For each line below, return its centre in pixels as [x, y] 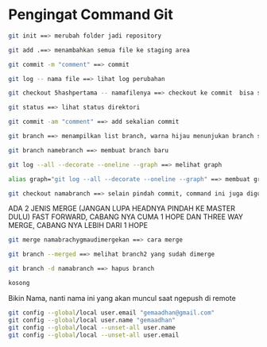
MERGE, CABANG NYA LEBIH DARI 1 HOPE [78, 226]
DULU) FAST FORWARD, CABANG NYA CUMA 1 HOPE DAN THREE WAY [126, 217]
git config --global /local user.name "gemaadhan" [92, 320]
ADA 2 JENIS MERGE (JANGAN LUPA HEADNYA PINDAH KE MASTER [122, 209]
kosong [19, 283]
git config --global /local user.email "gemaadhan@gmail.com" [112, 312]
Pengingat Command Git [91, 15]
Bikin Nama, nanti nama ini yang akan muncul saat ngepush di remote [122, 298]
